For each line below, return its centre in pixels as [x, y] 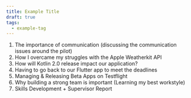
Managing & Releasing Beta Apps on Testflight [71, 76]
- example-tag [29, 28]
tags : [13, 22]
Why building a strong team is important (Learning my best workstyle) [100, 83]
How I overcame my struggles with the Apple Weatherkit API [88, 57]
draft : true [21, 17]
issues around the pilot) [43, 51]
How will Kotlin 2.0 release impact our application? [76, 64]
